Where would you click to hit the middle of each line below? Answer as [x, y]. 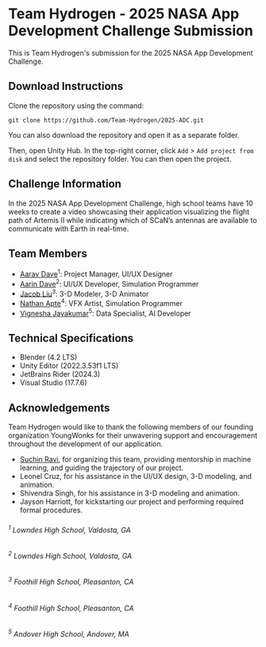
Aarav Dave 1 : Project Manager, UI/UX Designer [96, 273]
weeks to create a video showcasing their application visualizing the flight [129, 211]
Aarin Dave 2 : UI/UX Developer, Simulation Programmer [109, 283]
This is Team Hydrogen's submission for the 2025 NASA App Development [131, 53]
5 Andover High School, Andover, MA [69, 633]
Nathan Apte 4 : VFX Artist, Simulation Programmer [101, 302]
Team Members [48, 253]
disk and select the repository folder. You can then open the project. [120, 159]
